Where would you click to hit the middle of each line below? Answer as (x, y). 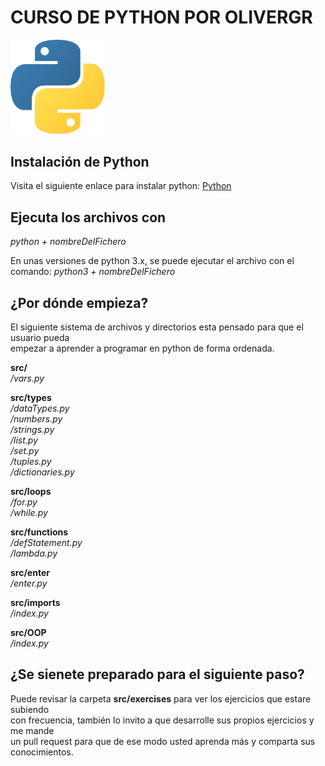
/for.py (24, 502)
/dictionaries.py (42, 472)
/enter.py (29, 583)
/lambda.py (34, 553)
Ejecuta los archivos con (88, 217)
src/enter (30, 572)
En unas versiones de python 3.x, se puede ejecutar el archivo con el (152, 261)
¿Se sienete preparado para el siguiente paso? (157, 674)
